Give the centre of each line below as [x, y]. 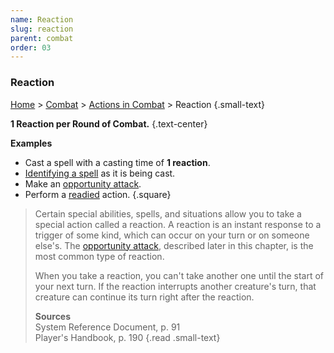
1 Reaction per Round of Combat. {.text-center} [109, 123]
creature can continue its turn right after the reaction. [144, 297]
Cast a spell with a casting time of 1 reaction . [117, 162]
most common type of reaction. [99, 256]
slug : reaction [42, 29]
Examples [31, 143]
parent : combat [42, 38]
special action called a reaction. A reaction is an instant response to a [178, 224]
